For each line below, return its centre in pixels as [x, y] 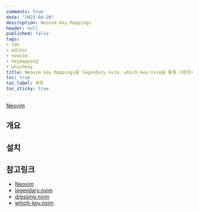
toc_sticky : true [28, 89]
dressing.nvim [32, 197]
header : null [22, 28]
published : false [28, 34]
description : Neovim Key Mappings [49, 23]
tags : [13, 39]
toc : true [18, 78]
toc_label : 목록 [25, 83]
